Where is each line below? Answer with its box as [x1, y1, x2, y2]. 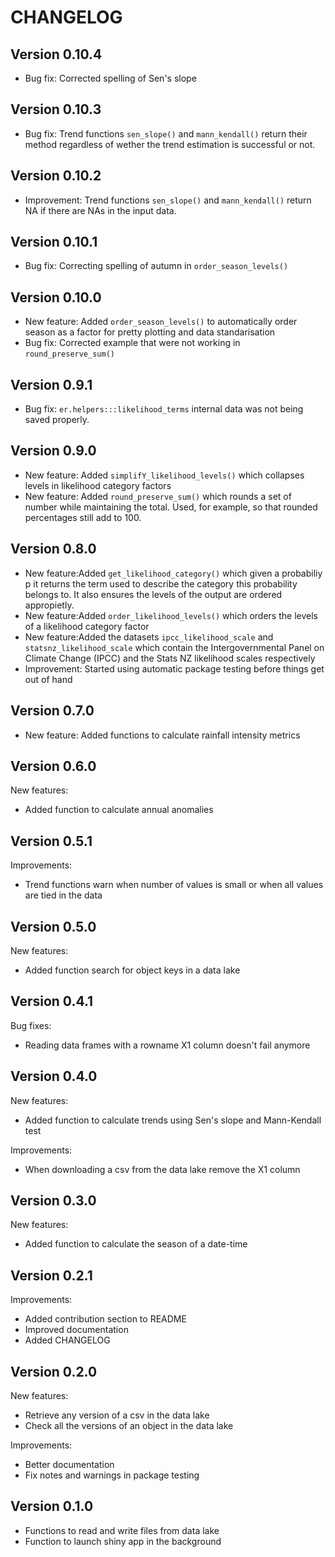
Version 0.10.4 [10, 46, 103, 63]
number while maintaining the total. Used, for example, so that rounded [24, 501, 318, 513]
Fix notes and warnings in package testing [24, 1469, 200, 1481]
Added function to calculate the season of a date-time [24, 1238, 248, 1250]
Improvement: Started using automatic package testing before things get [24, 662, 325, 675]
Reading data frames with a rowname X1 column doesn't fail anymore [24, 1039, 311, 1051]
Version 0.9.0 [10, 442, 97, 460]
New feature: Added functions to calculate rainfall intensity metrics [24, 729, 301, 741]
